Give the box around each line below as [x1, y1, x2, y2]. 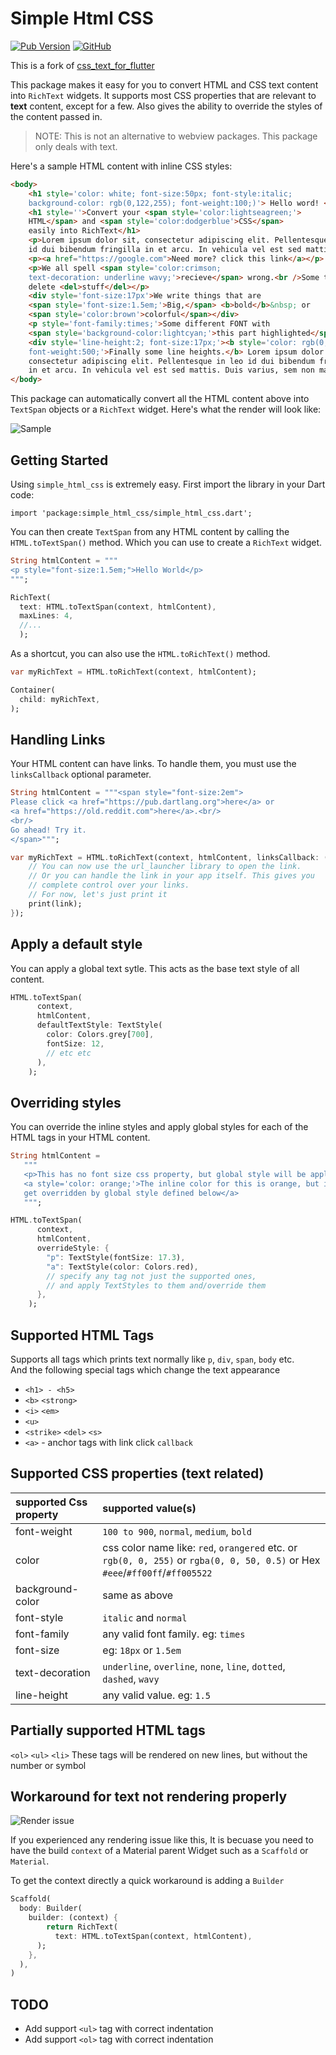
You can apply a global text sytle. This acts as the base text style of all [10, 962, 300, 974]
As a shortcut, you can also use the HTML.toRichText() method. [10, 648, 271, 659]
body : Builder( [19, 1903, 83, 1914]
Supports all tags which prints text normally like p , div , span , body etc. [10, 1353, 295, 1365]
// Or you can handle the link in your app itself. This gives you [28, 871, 315, 881]
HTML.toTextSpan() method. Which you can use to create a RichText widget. [10, 537, 323, 548]
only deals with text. [34, 140, 118, 152]
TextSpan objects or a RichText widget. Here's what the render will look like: [10, 403, 322, 416]
